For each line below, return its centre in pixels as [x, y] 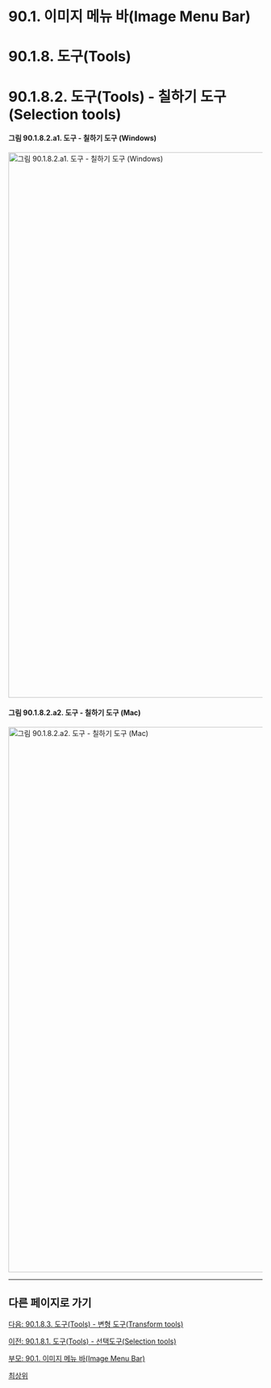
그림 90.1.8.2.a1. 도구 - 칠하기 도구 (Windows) [83, 138]
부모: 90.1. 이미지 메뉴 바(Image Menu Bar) [77, 1358]
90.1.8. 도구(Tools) [70, 57]
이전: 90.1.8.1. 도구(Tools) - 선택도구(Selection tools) [92, 1341]
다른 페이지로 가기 [50, 1303]
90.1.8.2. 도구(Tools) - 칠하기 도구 [117, 97]
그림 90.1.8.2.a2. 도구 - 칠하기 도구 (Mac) [75, 713]
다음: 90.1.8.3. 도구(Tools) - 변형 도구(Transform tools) [96, 1324]
